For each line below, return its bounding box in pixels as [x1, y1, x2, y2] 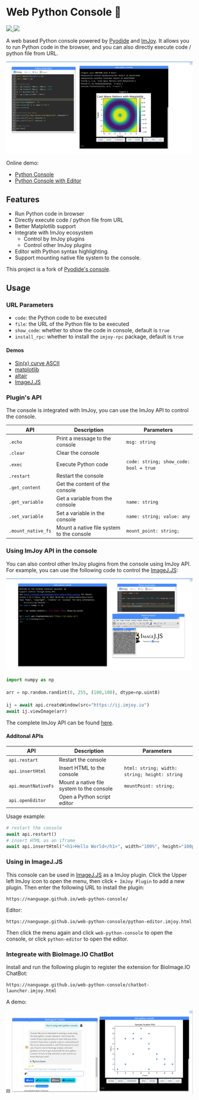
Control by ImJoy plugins [23, 235, 85, 242]
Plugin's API [6, 393, 42, 402]
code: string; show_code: [126, 458, 191, 464]
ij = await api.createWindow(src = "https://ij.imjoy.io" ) [6, 702, 150, 708]
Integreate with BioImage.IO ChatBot [6, 950, 114, 958]
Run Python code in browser [14, 210, 85, 217]
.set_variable [8, 514, 44, 520]
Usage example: [6, 813, 46, 820]
